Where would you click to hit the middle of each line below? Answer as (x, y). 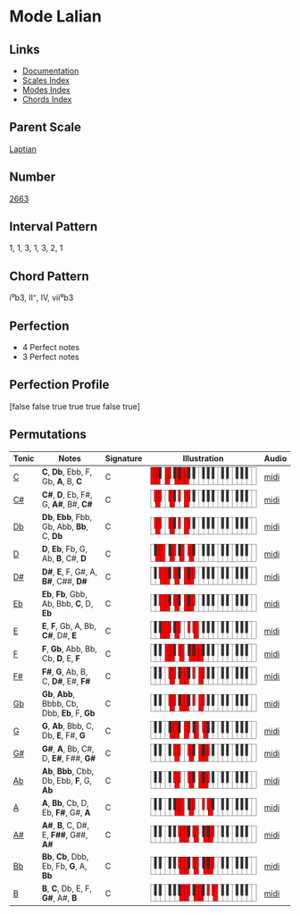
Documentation (50, 71)
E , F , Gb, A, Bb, (69, 626)
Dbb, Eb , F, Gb (68, 713)
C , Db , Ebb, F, (67, 472)
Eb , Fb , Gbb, (64, 594)
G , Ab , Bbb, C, (68, 726)
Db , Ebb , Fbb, (67, 517)
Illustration (203, 458)
